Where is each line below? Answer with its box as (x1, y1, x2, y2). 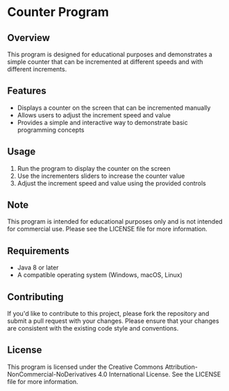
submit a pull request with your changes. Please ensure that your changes (7, 317, 220, 325)
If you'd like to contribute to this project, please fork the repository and (7, 310, 210, 318)
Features (7, 85, 46, 97)
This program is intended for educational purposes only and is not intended (7, 217, 223, 226)
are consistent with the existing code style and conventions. (7, 324, 179, 333)
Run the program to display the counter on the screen (17, 164, 171, 172)
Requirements (7, 244, 69, 257)
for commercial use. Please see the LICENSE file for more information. (7, 225, 208, 233)
